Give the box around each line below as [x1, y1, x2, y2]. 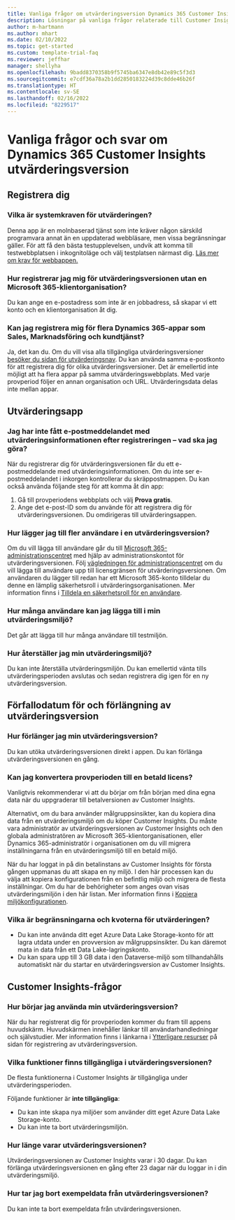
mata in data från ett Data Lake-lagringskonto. [17, 945, 150, 954]
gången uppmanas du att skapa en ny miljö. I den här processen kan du [7, 867, 213, 876]
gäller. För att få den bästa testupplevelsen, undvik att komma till [7, 241, 194, 249]
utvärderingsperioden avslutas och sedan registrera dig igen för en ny [7, 671, 209, 680]
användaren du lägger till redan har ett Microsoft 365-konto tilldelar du [7, 574, 211, 582]
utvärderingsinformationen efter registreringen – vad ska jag [7, 435, 218, 445]
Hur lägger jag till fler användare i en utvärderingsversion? [7, 528, 210, 537]
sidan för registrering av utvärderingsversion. [7, 1040, 138, 1048]
